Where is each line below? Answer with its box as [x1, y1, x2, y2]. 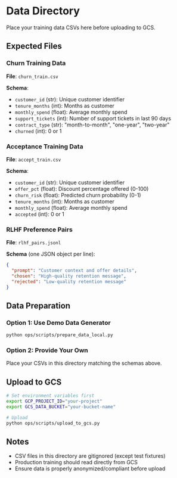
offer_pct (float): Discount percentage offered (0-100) [14, 185, 149, 192]
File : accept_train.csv [6, 156, 61, 163]
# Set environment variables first [6, 393, 95, 399]
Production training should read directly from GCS [14, 459, 138, 466]
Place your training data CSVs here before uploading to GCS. [6, 24, 156, 31]
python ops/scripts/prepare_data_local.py [6, 332, 113, 338]
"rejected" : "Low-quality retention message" [11, 278, 127, 284]
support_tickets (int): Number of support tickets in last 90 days [14, 114, 172, 122]
